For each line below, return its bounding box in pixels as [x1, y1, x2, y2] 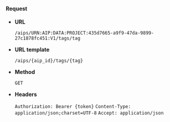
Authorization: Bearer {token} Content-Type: [14, 104, 132, 110]
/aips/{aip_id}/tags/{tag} [14, 58, 83, 64]
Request [5, 5, 28, 12]
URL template [14, 46, 50, 53]
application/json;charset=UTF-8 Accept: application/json [14, 110, 164, 117]
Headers [14, 91, 37, 98]
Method [14, 69, 35, 76]
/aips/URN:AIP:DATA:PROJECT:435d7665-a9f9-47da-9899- [14, 30, 154, 36]
